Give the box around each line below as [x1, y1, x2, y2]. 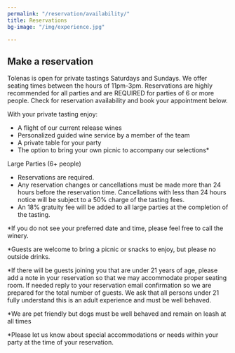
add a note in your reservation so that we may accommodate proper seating [7, 274, 227, 282]
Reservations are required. [17, 173, 95, 182]
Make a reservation [7, 55, 93, 67]
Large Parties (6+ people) [7, 159, 82, 168]
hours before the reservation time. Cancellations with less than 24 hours [17, 188, 227, 197]
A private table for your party [17, 138, 102, 147]
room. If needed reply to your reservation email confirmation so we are [7, 281, 212, 290]
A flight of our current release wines [17, 124, 122, 132]
